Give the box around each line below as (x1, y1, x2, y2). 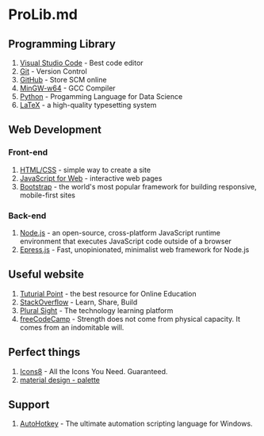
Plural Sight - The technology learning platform (19, 305, 174, 315)
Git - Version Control (19, 67, 87, 76)
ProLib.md (8, 6, 78, 24)
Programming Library (8, 37, 117, 51)
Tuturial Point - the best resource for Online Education (19, 289, 197, 298)
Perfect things (8, 346, 81, 359)
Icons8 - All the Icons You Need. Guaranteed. (19, 366, 168, 376)
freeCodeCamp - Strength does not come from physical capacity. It (19, 314, 240, 323)
